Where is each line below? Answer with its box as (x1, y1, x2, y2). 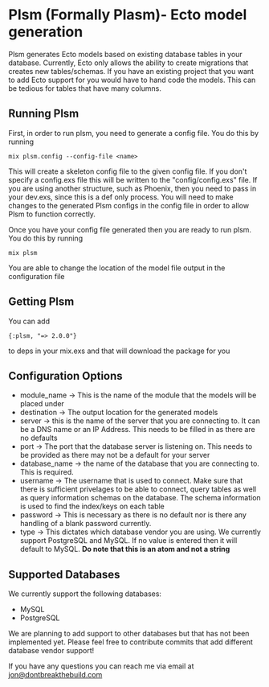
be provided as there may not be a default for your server (19, 450, 210, 460)
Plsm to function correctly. (8, 209, 96, 219)
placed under (19, 399, 64, 409)
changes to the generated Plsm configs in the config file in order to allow (8, 200, 250, 210)
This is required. (19, 467, 74, 477)
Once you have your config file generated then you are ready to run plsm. (8, 224, 251, 234)
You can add (8, 316, 51, 326)
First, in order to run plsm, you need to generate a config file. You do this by (8, 128, 259, 138)
